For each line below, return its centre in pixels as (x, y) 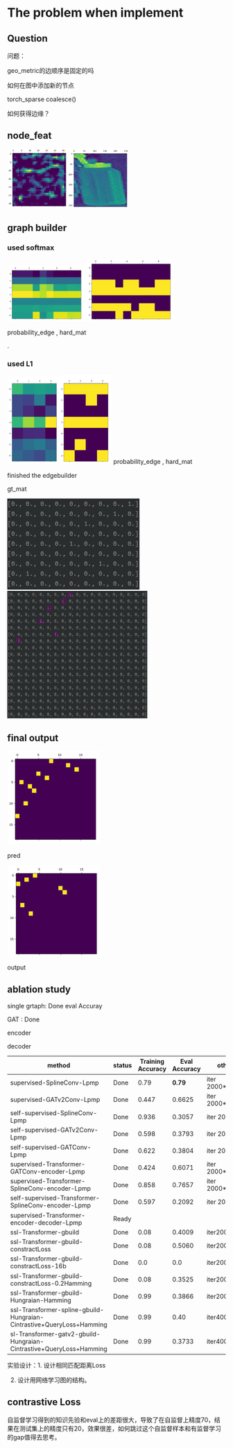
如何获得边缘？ (28, 113)
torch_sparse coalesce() (42, 99)
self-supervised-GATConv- (51, 1147)
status (123, 1065)
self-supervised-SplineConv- (53, 1113)
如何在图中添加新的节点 (41, 85)
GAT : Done (24, 1019)
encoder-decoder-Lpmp (46, 1223)
